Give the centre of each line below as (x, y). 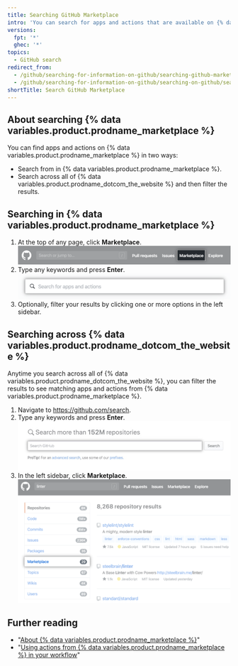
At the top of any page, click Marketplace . (79, 242)
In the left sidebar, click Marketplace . (72, 476)
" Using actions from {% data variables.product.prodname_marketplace (121, 648)
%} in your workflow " (49, 655)
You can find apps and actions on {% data (69, 148)
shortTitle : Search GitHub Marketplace (66, 90)
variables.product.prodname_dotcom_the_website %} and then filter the (123, 184)
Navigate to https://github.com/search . (74, 410)
